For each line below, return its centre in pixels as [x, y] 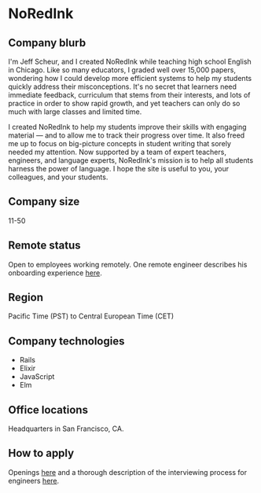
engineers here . [34, 480]
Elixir [28, 368]
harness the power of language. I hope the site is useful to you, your [119, 169]
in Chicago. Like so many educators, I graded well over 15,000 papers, [122, 70]
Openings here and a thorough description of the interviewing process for [128, 472]
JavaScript [37, 377]
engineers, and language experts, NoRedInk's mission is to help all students [131, 160]
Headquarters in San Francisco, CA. [66, 429]
